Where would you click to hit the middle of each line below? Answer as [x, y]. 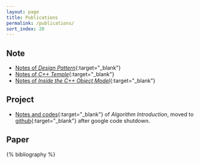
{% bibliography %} [31, 154]
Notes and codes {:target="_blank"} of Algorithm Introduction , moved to [104, 114]
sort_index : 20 [25, 29]
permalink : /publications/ [40, 23]
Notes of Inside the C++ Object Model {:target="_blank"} [85, 81]
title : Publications [32, 18]
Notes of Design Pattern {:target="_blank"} [68, 68]
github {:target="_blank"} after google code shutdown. [82, 120]
